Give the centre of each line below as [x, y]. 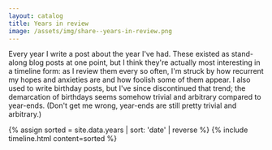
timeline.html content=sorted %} [63, 139]
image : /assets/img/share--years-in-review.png [91, 31]
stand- [242, 54]
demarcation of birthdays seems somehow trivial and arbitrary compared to [135, 97]
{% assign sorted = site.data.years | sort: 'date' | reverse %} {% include [128, 130]
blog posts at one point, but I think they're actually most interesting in [145, 62]
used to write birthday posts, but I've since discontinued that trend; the [127, 88]
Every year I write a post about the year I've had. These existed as [119, 54]
